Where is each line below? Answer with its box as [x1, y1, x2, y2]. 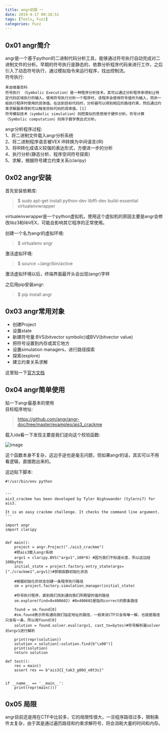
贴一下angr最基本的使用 [5, 399, 54, 405]
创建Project [12, 321, 36, 327]
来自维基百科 [5, 85, 28, 90]
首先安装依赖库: [5, 187, 37, 193]
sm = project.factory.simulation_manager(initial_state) [14, 583, 135, 588]
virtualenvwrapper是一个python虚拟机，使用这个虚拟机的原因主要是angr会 [5, 213, 159, 219]
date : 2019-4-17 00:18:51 [5, 12, 59, 17]
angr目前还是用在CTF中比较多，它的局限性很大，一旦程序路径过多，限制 [5, 714, 155, 720]
